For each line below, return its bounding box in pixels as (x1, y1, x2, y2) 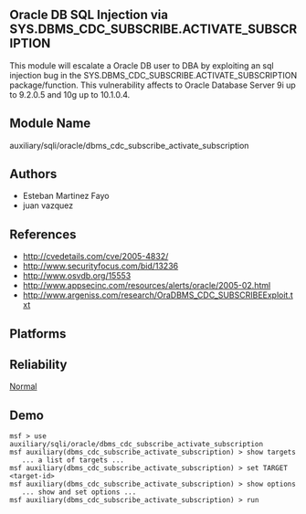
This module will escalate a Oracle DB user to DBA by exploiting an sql (9, 59, 274, 71)
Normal (9, 381, 37, 392)
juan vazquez (22, 200, 74, 211)
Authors (9, 166, 58, 182)
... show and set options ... (21, 488, 137, 497)
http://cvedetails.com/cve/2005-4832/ (22, 251, 169, 262)
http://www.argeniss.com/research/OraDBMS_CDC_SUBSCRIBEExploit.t (22, 289, 294, 300)
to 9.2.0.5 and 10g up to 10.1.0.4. (9, 89, 131, 100)
